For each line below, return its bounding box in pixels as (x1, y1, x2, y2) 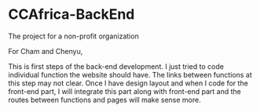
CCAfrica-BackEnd (8, 5, 135, 23)
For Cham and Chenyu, (8, 46, 83, 56)
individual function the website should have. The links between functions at (8, 70, 253, 79)
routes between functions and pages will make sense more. (8, 95, 202, 104)
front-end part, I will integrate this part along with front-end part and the (8, 86, 242, 96)
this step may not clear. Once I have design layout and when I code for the (8, 78, 249, 88)
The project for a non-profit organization (8, 31, 139, 41)
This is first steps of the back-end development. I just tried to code (8, 61, 224, 71)
